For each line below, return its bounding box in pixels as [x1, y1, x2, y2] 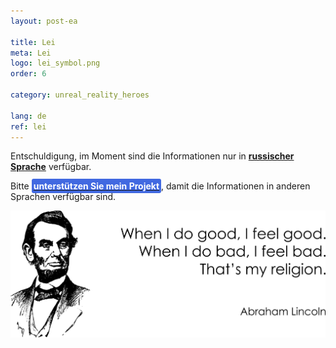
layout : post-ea [10, 16, 78, 26]
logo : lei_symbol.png [10, 58, 101, 69]
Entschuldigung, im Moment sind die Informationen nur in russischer [10, 150, 295, 162]
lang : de [10, 111, 47, 121]
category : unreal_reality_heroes [10, 90, 150, 100]
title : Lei [10, 37, 56, 47]
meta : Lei [10, 48, 52, 58]
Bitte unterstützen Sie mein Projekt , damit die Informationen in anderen [10, 180, 311, 192]
